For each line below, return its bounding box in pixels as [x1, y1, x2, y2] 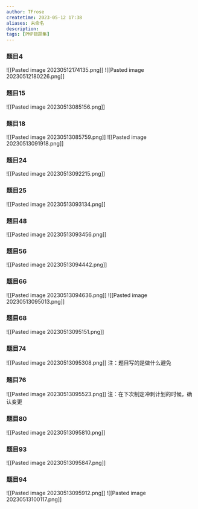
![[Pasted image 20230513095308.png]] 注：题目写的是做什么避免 [6, 359, 172, 367]
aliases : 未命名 [6, 20, 45, 26]
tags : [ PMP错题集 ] [6, 31, 50, 37]
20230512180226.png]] [6, 73, 65, 80]
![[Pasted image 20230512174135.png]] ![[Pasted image [6, 66, 144, 74]
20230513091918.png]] [6, 140, 64, 147]
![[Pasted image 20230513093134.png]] [6, 200, 106, 208]
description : [6, 25, 39, 32]
